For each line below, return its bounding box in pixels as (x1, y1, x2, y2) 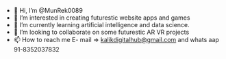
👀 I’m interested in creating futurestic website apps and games (13, 14, 190, 22)
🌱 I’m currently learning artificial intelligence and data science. (13, 21, 190, 28)
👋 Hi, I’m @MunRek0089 (13, 7, 84, 14)
